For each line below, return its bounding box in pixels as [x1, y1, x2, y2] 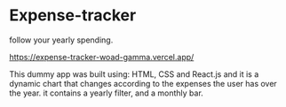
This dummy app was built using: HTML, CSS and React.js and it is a [9, 68, 259, 80]
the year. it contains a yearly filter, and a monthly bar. [9, 88, 204, 98]
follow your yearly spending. [9, 34, 114, 45]
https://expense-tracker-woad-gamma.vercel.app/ [9, 51, 195, 62]
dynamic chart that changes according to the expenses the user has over [9, 78, 277, 88]
